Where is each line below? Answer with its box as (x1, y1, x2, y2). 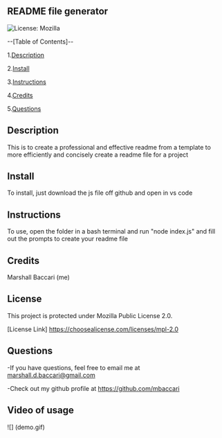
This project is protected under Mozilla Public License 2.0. (7, 311, 173, 319)
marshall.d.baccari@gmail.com (7, 371, 95, 379)
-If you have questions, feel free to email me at (7, 363, 140, 371)
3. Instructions (7, 78, 46, 86)
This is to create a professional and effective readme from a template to (7, 143, 211, 151)
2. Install (7, 64, 30, 72)
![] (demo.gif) (7, 423, 45, 431)
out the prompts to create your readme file (7, 235, 129, 243)
